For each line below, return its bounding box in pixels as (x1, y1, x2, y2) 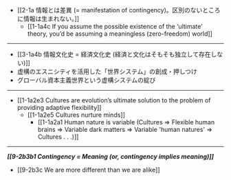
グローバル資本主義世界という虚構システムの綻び (16, 76, 156, 84)
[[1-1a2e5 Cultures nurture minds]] (27, 111, 126, 119)
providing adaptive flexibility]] (16, 104, 102, 111)
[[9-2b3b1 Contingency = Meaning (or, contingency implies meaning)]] (7, 153, 214, 160)
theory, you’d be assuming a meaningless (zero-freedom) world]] (27, 30, 213, 38)
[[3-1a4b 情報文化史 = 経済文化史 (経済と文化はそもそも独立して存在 (16, 50, 211, 58)
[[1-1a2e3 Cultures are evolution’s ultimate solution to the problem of (16, 96, 211, 104)
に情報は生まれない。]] (16, 14, 80, 23)
